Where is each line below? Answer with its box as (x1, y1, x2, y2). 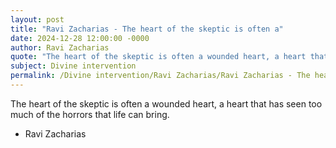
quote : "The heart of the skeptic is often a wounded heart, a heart (10, 52, 307, 62)
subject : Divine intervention (10, 61, 137, 71)
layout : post (10, 14, 65, 25)
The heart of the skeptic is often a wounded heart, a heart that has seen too (10, 97, 323, 110)
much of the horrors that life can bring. (10, 108, 170, 120)
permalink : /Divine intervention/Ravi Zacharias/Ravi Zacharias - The (10, 71, 311, 81)
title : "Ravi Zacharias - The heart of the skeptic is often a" (10, 24, 284, 34)
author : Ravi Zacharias (10, 42, 110, 53)
